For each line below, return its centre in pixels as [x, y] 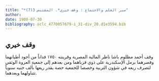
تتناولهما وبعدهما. [21, 73]
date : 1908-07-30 [24, 19]
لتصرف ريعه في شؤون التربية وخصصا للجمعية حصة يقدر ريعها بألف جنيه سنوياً [78, 68]
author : [13, 15]
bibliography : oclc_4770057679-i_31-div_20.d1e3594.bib [66, 24]
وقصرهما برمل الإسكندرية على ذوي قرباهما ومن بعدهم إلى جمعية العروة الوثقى [80, 62]
